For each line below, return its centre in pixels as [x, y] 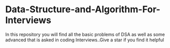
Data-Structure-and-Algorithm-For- [83, 9]
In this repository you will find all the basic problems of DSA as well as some [85, 34]
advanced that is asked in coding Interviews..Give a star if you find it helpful [85, 40]
